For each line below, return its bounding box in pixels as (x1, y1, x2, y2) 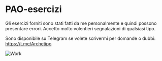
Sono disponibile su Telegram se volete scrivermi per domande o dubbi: (5, 35, 156, 41)
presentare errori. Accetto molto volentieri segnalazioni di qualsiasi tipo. (5, 25, 156, 31)
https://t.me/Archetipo (5, 40, 52, 46)
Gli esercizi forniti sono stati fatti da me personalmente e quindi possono (5, 20, 157, 26)
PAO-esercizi (5, 4, 62, 15)
